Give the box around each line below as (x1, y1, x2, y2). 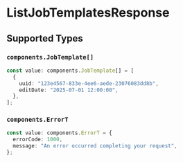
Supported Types (6, 33, 84, 44)
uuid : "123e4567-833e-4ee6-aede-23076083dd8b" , (19, 80, 159, 87)
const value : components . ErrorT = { (6, 129, 112, 136)
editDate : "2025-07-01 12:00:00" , (19, 87, 119, 93)
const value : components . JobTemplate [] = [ (6, 67, 134, 74)
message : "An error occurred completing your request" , (12, 143, 177, 150)
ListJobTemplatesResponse (6, 5, 170, 21)
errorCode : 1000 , (12, 136, 63, 143)
